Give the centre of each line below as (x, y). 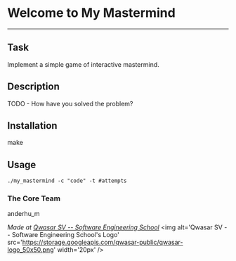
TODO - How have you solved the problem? (70, 103)
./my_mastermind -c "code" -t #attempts (67, 181)
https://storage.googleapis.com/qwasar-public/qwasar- (103, 242)
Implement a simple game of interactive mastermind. (83, 64)
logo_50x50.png (31, 250)
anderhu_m (24, 214)
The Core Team (34, 198)
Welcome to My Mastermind (91, 13)
